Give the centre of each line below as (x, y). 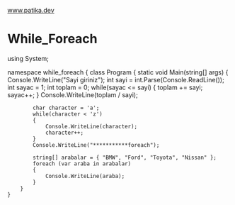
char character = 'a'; (66, 108)
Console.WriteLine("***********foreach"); (96, 145)
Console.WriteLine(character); (91, 126)
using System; (28, 58)
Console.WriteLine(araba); (85, 176)
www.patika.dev (31, 10)
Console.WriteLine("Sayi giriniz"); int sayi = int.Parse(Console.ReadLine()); (116, 79)
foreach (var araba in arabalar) (82, 164)
